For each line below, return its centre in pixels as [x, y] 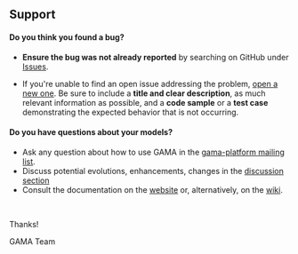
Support [32, 15]
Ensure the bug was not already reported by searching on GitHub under [155, 57]
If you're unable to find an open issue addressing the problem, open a [150, 83]
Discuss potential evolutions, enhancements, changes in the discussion [153, 171]
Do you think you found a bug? [67, 37]
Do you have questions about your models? [91, 132]
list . [28, 161]
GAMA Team [32, 241]
